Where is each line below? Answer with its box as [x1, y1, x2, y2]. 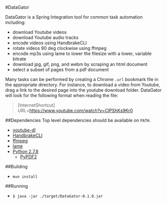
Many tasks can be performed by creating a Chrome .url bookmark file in [5, 77, 158, 82]
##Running [5, 183, 28, 189]
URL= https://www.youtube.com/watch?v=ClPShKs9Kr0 [17, 108, 133, 113]
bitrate [12, 56, 27, 62]
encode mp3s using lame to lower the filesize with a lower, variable [12, 50, 152, 56]
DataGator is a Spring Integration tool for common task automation [5, 14, 143, 20]
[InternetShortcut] [17, 102, 55, 108]
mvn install [12, 174, 38, 179]
